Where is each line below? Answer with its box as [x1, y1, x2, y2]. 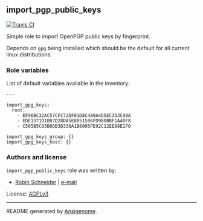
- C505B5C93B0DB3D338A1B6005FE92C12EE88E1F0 [17, 124, 131, 130]
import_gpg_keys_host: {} [6, 139, 71, 145]
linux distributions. [6, 51, 53, 58]
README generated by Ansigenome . [6, 208, 98, 215]
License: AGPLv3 [6, 190, 49, 197]
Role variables [6, 66, 50, 74]
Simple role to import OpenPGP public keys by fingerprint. [6, 33, 151, 40]
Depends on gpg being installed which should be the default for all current [6, 44, 190, 51]
